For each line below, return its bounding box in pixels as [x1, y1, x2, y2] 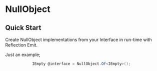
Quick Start [5, 23, 41, 32]
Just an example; [5, 51, 41, 57]
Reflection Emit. [5, 42, 37, 48]
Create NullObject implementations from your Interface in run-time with [5, 36, 152, 42]
